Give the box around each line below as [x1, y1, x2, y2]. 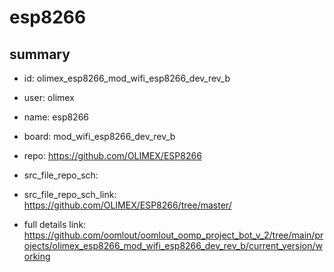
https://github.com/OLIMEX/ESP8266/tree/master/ [23, 199, 232, 211]
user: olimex [23, 92, 75, 103]
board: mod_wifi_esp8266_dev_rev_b [23, 131, 176, 142]
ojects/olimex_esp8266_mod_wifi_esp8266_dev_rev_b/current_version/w [23, 240, 324, 251]
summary [9, 46, 71, 63]
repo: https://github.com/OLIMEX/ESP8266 [23, 150, 202, 161]
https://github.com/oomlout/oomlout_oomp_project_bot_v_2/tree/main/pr [23, 229, 324, 241]
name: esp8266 [23, 111, 90, 123]
